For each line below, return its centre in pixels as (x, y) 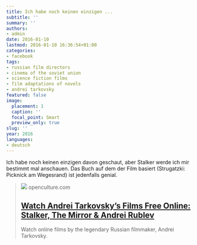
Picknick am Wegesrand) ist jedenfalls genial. (62, 174)
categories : (21, 51)
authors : (17, 28)
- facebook (20, 56)
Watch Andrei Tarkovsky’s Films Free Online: (106, 206)
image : (14, 100)
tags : (13, 62)
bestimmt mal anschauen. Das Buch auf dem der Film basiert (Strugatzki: (96, 169)
